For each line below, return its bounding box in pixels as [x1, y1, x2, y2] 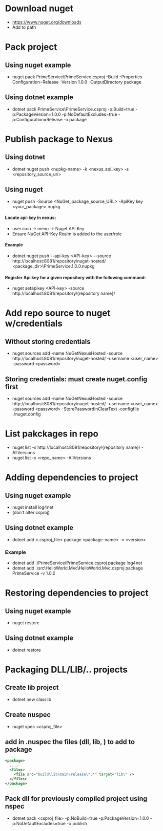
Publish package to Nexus [5, 133, 113, 145]
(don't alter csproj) [12, 509, 50, 515]
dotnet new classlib [12, 696, 52, 702]
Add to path [12, 24, 36, 30]
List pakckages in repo [5, 428, 99, 439]
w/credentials [5, 318, 62, 329]
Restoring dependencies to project [5, 588, 149, 599]
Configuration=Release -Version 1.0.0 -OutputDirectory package [12, 79, 142, 85]
